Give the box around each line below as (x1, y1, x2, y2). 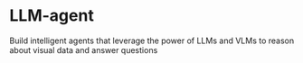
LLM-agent (9, 5, 95, 26)
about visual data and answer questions (9, 44, 158, 55)
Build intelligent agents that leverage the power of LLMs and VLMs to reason (9, 35, 295, 46)
